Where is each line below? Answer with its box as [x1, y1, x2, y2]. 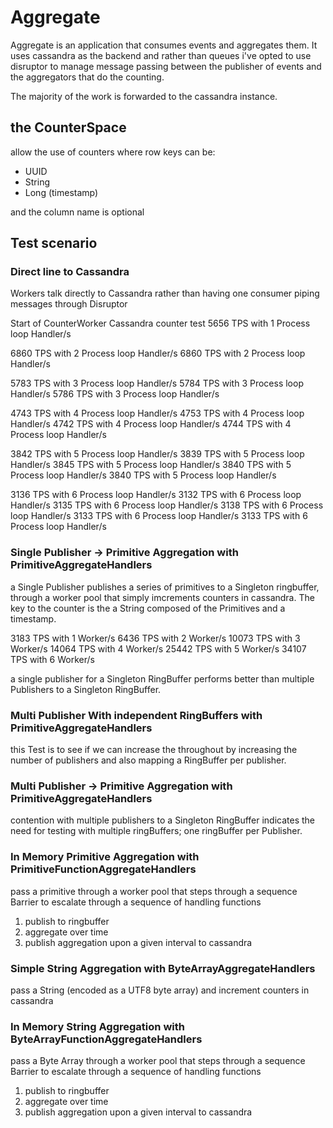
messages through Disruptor [10, 298, 128, 310]
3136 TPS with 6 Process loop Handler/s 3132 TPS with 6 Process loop [10, 489, 302, 501]
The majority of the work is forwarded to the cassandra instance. [10, 90, 278, 102]
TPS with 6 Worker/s [10, 653, 95, 665]
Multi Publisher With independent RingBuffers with [10, 708, 263, 722]
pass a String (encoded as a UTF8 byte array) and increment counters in [10, 984, 310, 996]
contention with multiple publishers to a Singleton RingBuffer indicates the [10, 814, 316, 826]
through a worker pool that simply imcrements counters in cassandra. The [10, 591, 315, 603]
